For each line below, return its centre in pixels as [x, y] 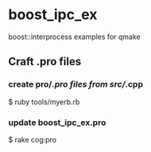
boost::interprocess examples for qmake [74, 37]
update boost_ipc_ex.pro [57, 123]
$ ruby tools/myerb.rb [44, 102]
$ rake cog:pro [33, 139]
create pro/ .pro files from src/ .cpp [75, 84]
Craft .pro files [45, 62]
